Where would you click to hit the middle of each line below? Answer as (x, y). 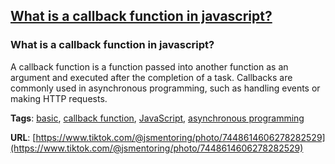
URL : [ (23, 137)
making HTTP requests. (59, 98)
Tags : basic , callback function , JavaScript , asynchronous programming (157, 118)
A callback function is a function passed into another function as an (149, 66)
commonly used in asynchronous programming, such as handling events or (165, 88)
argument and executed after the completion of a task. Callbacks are (151, 77)
